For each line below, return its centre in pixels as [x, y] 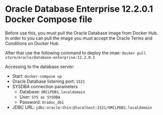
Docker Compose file [49, 19]
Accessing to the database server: [40, 67]
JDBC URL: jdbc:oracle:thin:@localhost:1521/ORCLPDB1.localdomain [82, 107]
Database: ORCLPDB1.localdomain [52, 92]
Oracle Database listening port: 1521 [48, 81]
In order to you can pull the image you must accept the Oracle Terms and [79, 38]
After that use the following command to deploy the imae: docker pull [76, 53]
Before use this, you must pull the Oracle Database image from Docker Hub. [81, 33]
